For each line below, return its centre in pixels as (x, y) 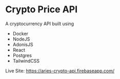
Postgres (22, 55)
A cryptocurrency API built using (40, 24)
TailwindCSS (26, 61)
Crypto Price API (42, 9)
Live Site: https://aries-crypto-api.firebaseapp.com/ (60, 71)
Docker (21, 33)
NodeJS (21, 39)
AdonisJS (23, 44)
